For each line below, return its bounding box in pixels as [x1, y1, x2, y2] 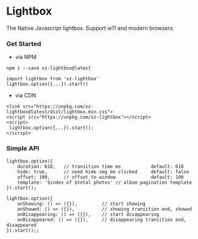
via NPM [15, 54, 37, 61]
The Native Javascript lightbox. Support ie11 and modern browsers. [6, 24, 175, 32]
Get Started [6, 40, 41, 48]
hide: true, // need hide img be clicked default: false [17, 168, 189, 175]
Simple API [6, 144, 40, 153]
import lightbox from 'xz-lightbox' [6, 76, 99, 82]
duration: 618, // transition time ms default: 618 [17, 163, 184, 170]
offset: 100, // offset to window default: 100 [17, 174, 184, 180]
